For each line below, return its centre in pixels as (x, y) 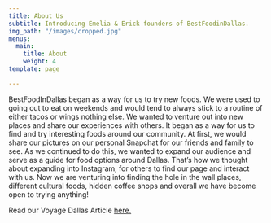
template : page (34, 69)
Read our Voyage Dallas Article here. (70, 210)
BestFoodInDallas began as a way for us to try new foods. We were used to (134, 99)
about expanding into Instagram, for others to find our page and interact (129, 168)
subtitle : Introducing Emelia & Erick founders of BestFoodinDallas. (129, 24)
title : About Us (36, 16)
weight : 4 (40, 62)
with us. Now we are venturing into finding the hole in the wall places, (125, 177)
